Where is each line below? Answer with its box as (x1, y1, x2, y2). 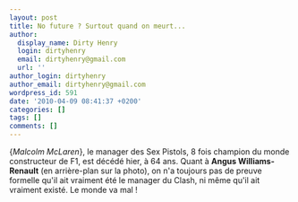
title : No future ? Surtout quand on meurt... (9, 22, 186, 31)
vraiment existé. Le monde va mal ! (9, 185, 139, 195)
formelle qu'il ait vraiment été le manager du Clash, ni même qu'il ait (9, 175, 260, 185)
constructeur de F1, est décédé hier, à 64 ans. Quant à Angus (9, 156, 237, 166)
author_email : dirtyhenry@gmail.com (9, 80, 146, 89)
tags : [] (9, 113, 42, 122)
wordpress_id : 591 (9, 88, 78, 97)
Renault (9, 165, 39, 176)
